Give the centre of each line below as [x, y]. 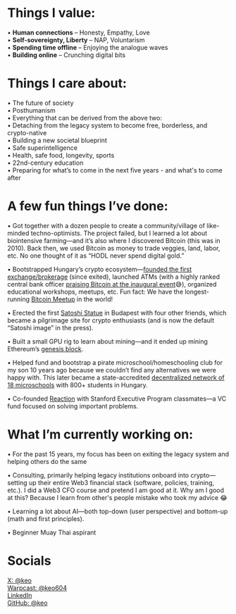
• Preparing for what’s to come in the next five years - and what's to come [115, 170]
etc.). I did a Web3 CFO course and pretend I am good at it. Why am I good [116, 490]
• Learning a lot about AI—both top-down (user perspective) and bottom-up [118, 511]
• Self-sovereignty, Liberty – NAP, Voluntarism [76, 39]
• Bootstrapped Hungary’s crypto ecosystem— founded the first [100, 269]
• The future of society [41, 103]
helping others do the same [47, 461]
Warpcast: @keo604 [37, 588]
